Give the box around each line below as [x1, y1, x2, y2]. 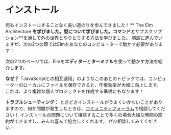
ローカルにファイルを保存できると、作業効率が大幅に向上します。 [22, 82, 161, 88]
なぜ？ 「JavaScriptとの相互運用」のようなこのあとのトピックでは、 [5, 75, 149, 82]
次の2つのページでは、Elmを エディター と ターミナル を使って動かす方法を [5, 58, 158, 64]
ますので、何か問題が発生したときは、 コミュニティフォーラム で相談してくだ [5, 105, 166, 112]
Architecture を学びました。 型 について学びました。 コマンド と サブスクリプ [5, 28, 162, 34]
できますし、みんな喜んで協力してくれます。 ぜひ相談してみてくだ [14, 118, 153, 124]
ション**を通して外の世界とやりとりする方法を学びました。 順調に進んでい [5, 35, 163, 41]
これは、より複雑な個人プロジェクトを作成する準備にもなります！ [5, 88, 144, 94]
